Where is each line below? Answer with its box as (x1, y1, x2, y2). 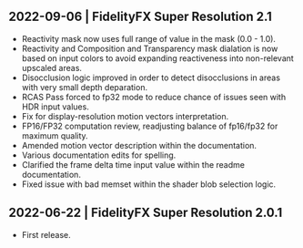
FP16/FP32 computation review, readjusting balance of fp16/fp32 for (21, 120, 278, 131)
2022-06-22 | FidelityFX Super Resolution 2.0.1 (8, 205, 283, 221)
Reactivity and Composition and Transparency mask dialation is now (21, 43, 278, 54)
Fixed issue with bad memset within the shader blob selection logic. (21, 179, 277, 190)
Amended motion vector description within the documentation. (21, 139, 257, 150)
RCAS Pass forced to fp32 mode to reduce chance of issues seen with (21, 91, 287, 102)
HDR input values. (21, 101, 90, 112)
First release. (21, 229, 71, 240)
